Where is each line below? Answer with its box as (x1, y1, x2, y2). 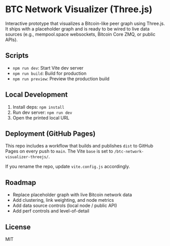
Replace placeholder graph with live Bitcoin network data (12, 192, 132, 198)
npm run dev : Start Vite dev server (12, 65, 84, 71)
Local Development (5, 90, 68, 99)
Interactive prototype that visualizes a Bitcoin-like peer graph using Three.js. (5, 20, 165, 26)
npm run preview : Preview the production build (12, 75, 110, 82)
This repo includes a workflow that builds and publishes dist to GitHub (5, 143, 154, 149)
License (5, 223, 31, 231)
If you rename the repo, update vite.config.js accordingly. (5, 164, 130, 170)
